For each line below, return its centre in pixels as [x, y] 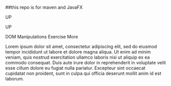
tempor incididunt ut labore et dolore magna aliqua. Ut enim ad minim [78, 52]
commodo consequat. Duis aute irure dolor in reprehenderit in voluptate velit [86, 62]
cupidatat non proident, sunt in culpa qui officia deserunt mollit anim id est [83, 73]
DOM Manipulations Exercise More [42, 37]
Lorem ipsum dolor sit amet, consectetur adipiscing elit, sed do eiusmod [81, 47]
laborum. [15, 79]
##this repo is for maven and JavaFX [44, 7]
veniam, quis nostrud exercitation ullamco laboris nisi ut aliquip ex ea [78, 57]
